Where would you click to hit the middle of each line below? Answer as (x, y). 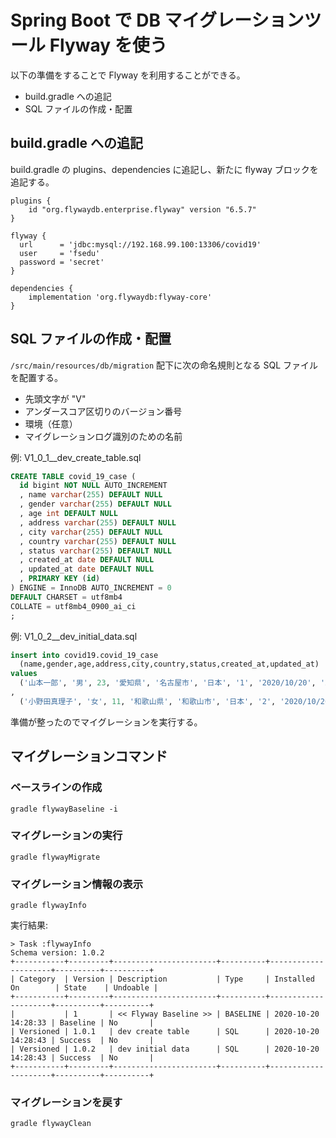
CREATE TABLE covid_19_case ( (73, 476)
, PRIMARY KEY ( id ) (60, 579)
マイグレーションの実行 (66, 836)
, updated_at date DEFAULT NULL (87, 569)
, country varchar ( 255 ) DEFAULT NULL (98, 541)
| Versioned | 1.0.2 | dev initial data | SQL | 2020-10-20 (165, 1049)
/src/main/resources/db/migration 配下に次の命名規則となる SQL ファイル (164, 365)
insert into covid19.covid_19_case (84, 655)
